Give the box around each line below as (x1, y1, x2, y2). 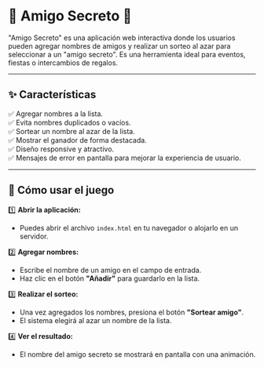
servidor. (19, 231, 49, 241)
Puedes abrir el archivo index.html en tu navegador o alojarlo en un (19, 223, 239, 232)
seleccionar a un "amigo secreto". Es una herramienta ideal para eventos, (8, 49, 246, 59)
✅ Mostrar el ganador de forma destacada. (8, 135, 147, 144)
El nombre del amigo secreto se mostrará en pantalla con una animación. (19, 349, 256, 359)
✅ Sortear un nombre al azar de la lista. (8, 126, 136, 136)
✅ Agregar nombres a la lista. (8, 109, 104, 118)
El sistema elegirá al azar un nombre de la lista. (19, 315, 172, 325)
